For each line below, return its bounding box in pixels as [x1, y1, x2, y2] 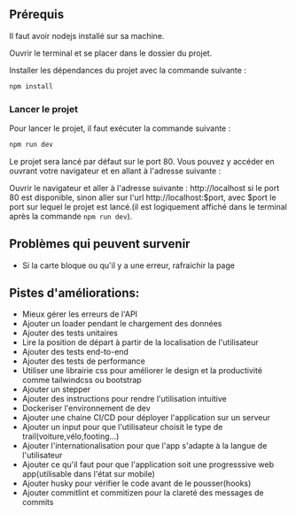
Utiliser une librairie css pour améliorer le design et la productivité [21, 365, 263, 376]
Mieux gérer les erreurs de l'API [21, 309, 138, 319]
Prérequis [9, 7, 65, 22]
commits [21, 497, 54, 508]
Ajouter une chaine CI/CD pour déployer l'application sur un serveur [21, 412, 271, 423]
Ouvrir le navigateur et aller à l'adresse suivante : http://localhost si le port [9, 182, 280, 193]
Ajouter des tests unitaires [21, 327, 118, 339]
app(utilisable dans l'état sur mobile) [21, 469, 155, 479]
